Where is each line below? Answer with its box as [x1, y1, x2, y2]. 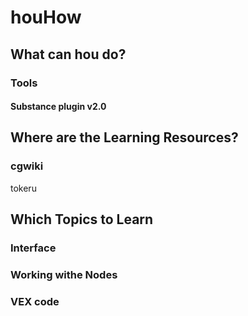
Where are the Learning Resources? [10, 129, 239, 146]
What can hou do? [10, 46, 127, 63]
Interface [10, 241, 57, 255]
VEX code [10, 294, 60, 308]
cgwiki [10, 159, 44, 173]
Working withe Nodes [10, 268, 118, 282]
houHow [10, 6, 82, 29]
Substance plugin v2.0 [10, 101, 107, 113]
